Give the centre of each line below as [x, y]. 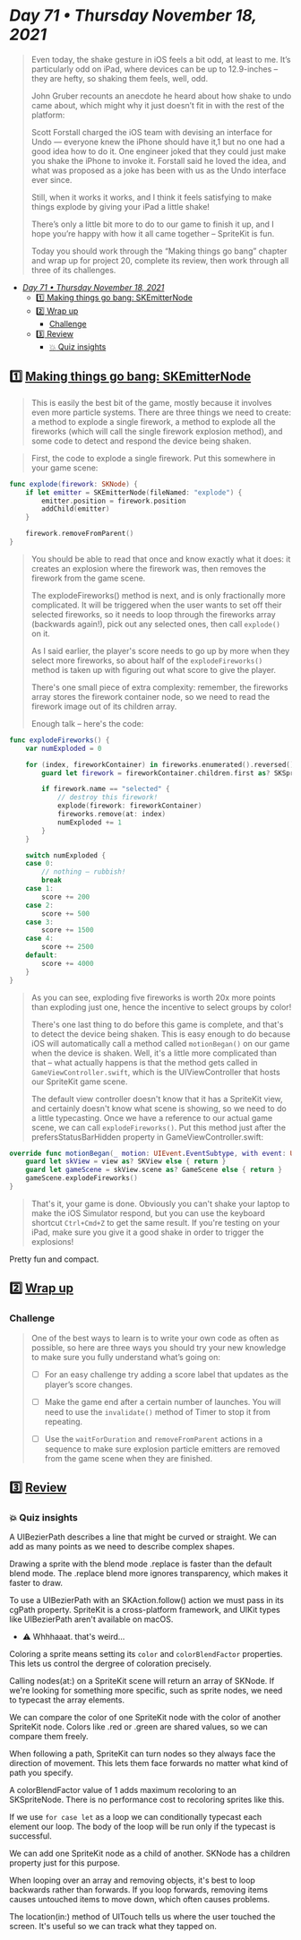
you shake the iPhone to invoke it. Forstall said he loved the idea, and [159, 160]
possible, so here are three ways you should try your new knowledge [159, 1347]
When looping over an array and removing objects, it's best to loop [132, 1880]
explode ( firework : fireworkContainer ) [129, 806]
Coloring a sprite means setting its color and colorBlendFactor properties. [146, 1654]
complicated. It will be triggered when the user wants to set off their [156, 605]
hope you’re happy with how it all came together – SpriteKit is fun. [153, 233]
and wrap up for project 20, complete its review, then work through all [160, 260]
